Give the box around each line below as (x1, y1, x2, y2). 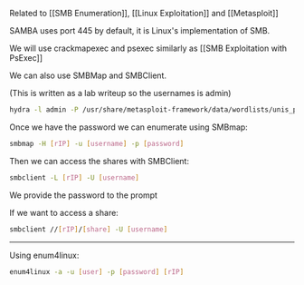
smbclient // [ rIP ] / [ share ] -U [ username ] (9, 224, 168, 234)
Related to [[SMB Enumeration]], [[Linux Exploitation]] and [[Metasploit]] (9, 8, 279, 18)
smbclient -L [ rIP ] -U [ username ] (9, 172, 140, 182)
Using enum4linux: (9, 250, 80, 260)
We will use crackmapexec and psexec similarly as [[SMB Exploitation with (9, 43, 288, 54)
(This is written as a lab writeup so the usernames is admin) (9, 88, 232, 98)
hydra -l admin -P (9, 105, 79, 114)
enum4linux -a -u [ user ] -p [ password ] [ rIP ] (9, 267, 185, 276)
